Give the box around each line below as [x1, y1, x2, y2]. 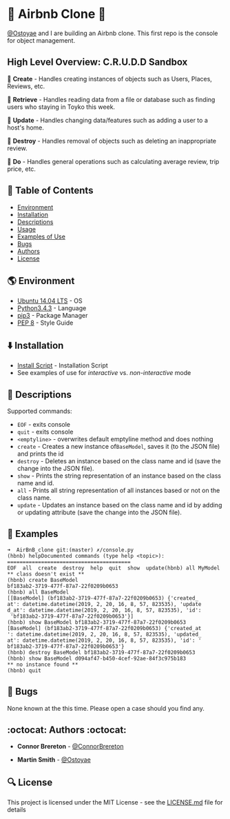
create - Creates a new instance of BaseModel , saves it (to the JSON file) [17, 443, 220, 450]
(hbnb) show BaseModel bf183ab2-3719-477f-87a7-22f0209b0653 [7, 618, 187, 626]
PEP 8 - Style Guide [17, 318, 74, 327]
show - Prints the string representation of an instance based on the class [17, 472, 222, 480]
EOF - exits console [17, 421, 71, 428]
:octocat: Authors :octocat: [7, 724, 127, 736]
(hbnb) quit [7, 667, 41, 674]
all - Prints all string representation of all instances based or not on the [17, 486, 220, 494]
